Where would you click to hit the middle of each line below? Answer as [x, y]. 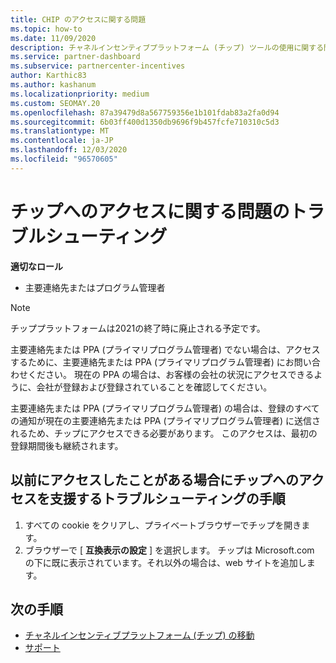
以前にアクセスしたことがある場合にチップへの [154, 480]
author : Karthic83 [48, 76]
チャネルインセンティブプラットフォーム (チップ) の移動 [139, 635]
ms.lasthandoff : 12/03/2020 [69, 150]
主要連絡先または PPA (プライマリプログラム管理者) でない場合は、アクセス [165, 349]
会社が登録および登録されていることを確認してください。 [154, 387]
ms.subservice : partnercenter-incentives [98, 66]
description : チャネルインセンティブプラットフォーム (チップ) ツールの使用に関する [167, 47]
